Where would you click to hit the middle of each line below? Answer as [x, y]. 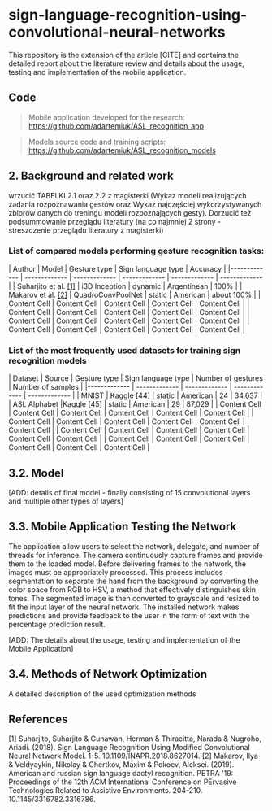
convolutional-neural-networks [117, 32]
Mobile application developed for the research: [106, 117]
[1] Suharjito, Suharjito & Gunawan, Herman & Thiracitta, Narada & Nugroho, [135, 739]
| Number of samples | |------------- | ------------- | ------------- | [121, 387]
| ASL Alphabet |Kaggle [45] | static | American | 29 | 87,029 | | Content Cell [135, 404]
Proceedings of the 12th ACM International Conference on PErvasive [123, 782]
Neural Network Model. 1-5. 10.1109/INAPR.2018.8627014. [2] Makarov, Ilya [133, 756]
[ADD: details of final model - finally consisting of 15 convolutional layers [130, 492]
